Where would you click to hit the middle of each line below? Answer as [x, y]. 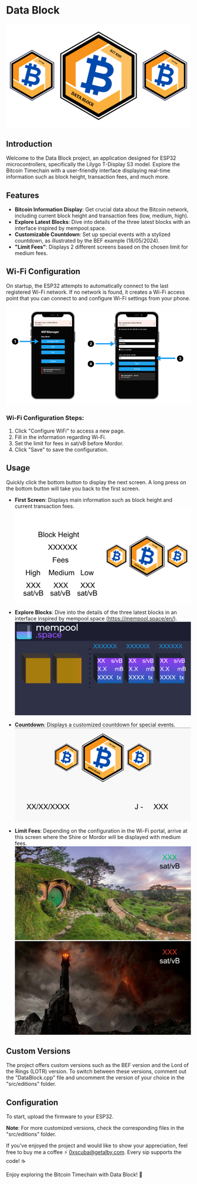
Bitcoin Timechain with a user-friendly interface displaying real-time [88, 170]
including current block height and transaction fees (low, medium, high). [101, 216]
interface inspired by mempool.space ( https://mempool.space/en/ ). [96, 618]
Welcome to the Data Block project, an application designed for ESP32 [91, 158]
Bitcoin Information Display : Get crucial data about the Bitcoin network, [101, 210]
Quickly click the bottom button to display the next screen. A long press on [96, 482]
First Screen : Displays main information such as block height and [94, 499]
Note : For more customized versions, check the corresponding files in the [95, 1128]
